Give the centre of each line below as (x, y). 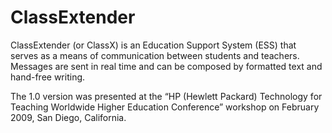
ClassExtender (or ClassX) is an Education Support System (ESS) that (153, 45)
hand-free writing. (48, 77)
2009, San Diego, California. (68, 117)
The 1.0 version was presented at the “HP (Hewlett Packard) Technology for (166, 96)
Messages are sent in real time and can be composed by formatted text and (166, 66)
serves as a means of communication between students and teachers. (155, 55)
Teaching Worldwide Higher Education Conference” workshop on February (165, 107)
